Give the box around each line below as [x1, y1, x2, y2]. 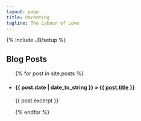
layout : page [6, 8, 39, 15]
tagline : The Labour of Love [6, 20, 80, 26]
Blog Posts [6, 54, 48, 64]
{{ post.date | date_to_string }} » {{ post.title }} [14, 84, 136, 91]
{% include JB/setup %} [6, 37, 66, 44]
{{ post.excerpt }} [14, 97, 59, 104]
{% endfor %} [14, 109, 50, 116]
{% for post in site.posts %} [14, 70, 84, 77]
